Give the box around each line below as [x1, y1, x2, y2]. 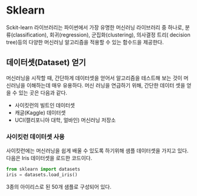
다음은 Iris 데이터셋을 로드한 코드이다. [6, 155, 93, 162]
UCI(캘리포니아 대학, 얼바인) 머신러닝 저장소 [14, 116, 116, 123]
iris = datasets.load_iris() [6, 172, 78, 178]
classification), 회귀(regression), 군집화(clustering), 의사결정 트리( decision [12, 31, 191, 38]
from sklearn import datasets [6, 166, 81, 172]
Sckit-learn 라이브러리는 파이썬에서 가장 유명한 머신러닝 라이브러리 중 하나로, [6, 24, 184, 31]
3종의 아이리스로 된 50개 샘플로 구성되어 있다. [6, 183, 112, 190]
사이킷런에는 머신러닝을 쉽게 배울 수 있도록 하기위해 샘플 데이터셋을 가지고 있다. [6, 147, 189, 154]
